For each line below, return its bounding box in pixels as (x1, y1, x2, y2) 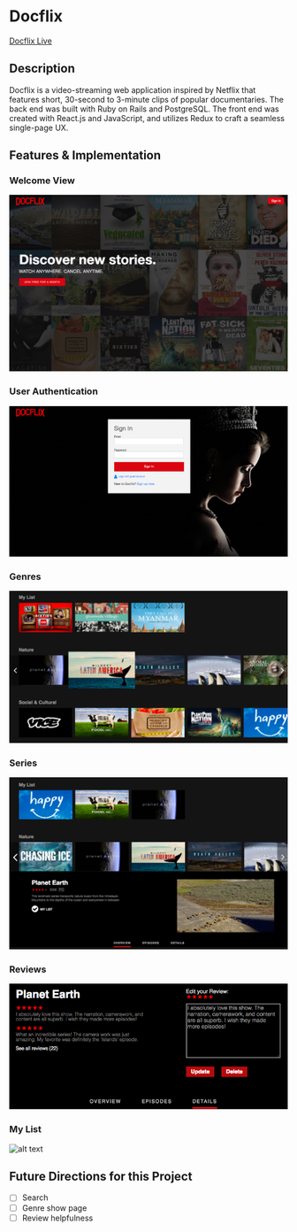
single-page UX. (9, 122, 69, 133)
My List (9, 1123, 42, 1136)
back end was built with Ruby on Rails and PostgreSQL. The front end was (9, 104, 280, 114)
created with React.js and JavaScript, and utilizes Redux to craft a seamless (9, 112, 286, 123)
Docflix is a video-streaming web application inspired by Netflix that (9, 84, 256, 95)
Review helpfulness (21, 1213, 94, 1223)
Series (9, 757, 38, 769)
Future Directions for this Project (9, 1169, 193, 1184)
